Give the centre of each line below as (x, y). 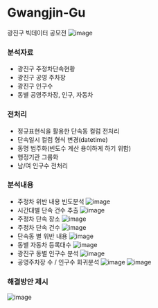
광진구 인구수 (35, 86)
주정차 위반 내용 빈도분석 (51, 201)
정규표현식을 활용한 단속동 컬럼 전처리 (68, 131)
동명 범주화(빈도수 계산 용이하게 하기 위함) (74, 148)
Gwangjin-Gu (46, 13)
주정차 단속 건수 (38, 227)
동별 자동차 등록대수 (44, 244)
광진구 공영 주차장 (41, 78)
